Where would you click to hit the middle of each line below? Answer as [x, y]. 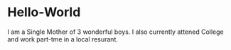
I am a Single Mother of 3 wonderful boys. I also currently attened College [116, 32]
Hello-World [44, 12]
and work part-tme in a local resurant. [63, 39]
